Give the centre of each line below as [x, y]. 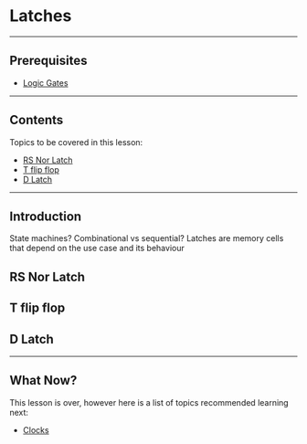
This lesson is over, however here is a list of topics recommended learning [149, 402]
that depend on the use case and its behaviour [97, 248]
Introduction [46, 216]
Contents [37, 120]
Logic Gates [45, 82]
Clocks [36, 429]
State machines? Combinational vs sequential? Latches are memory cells [147, 238]
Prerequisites [48, 61]
